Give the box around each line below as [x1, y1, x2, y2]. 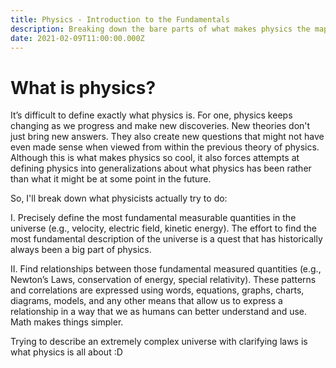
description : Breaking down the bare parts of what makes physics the [10, 24, 311, 34]
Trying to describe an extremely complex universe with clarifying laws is [10, 336, 308, 348]
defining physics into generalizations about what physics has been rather [10, 162, 312, 175]
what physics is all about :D [10, 346, 123, 358]
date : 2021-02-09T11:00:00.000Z [10, 33, 145, 43]
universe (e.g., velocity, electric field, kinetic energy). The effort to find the [10, 222, 318, 235]
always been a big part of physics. [10, 244, 152, 256]
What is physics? [10, 76, 157, 99]
